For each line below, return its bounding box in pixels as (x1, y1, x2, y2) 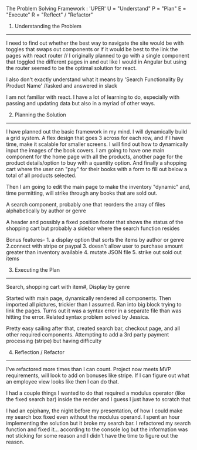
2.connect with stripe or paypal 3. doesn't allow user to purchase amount (6, 242, 183, 249)
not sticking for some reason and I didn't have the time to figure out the (6, 432, 178, 439)
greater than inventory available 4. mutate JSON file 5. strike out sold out (6, 249, 182, 255)
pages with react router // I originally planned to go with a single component (6, 52, 189, 59)
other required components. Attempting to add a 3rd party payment (6, 331, 169, 338)
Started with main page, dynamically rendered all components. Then (6, 295, 172, 302)
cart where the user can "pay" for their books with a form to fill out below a (6, 166, 188, 172)
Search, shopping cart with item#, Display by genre (6, 284, 130, 290)
